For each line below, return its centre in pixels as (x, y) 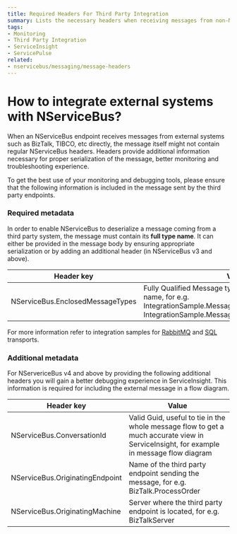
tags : (15, 27)
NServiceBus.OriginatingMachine (66, 511)
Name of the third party (168, 465)
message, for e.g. (158, 482)
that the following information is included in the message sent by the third (114, 187)
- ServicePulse (30, 54)
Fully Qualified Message (183, 288)
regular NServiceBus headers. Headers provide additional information (109, 151)
